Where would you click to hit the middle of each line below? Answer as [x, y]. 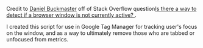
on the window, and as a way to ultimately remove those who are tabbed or [101, 33]
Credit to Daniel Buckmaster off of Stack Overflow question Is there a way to [101, 9]
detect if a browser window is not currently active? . [72, 15]
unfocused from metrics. [37, 39]
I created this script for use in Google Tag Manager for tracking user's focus [102, 27]
